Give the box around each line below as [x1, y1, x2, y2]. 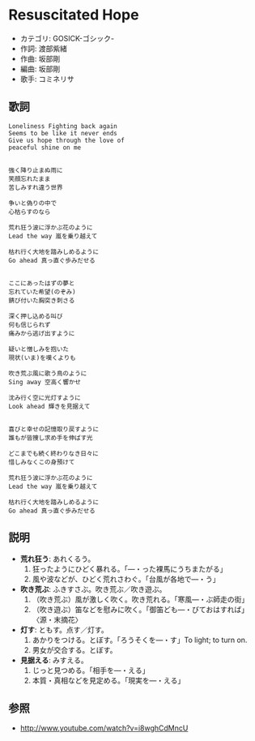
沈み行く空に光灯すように [8, 393, 81, 402]
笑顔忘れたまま [8, 174, 51, 183]
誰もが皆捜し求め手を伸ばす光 [8, 434, 93, 442]
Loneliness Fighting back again [8, 122, 117, 131]
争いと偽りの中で [8, 199, 57, 208]
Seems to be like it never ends [8, 129, 117, 137]
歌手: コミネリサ [19, 74, 74, 84]
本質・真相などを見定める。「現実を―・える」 [32, 675, 185, 685]
